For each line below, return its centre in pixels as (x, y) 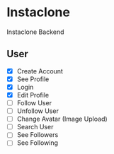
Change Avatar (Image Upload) (62, 119)
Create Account (40, 71)
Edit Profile (33, 95)
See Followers (38, 135)
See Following (37, 143)
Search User (35, 127)
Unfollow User (38, 111)
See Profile (33, 79)
